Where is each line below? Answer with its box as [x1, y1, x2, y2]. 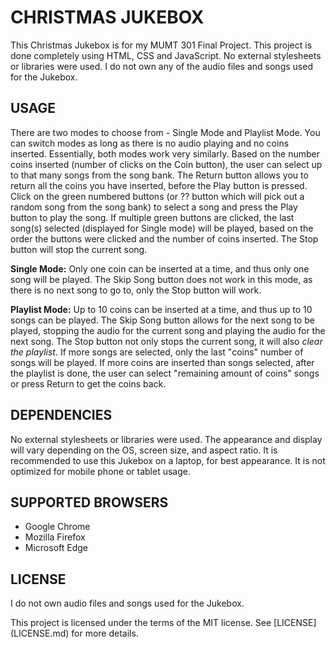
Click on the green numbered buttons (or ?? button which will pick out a [10, 190, 305, 202]
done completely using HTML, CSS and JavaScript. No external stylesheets [10, 49, 322, 61]
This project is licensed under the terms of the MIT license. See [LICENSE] [10, 617, 317, 629]
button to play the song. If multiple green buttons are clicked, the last [10, 211, 295, 223]
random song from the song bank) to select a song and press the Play [10, 201, 298, 213]
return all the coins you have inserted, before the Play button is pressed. [10, 179, 308, 191]
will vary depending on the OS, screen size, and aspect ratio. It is [10, 444, 278, 456]
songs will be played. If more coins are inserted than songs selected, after [10, 356, 315, 368]
